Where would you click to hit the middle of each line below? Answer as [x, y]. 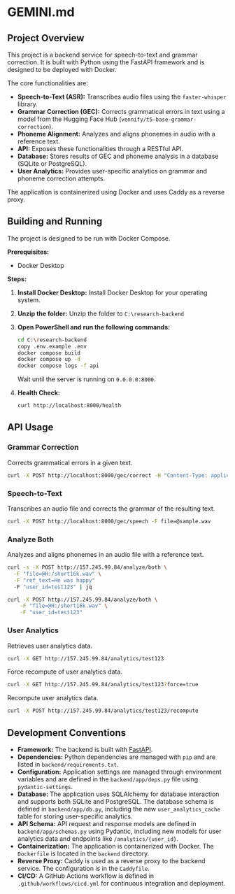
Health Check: [39, 393]
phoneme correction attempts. [61, 178]
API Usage [30, 427]
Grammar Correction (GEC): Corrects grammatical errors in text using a [121, 112]
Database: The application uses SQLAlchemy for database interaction [118, 794]
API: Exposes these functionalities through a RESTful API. [100, 149]
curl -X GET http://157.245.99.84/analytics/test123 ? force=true [103, 685]
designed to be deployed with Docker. [62, 70]
